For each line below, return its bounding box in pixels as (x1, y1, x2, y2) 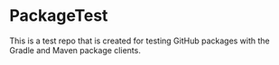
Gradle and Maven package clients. (9, 44, 142, 55)
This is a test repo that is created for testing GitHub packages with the (9, 35, 271, 46)
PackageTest (9, 5, 108, 26)
